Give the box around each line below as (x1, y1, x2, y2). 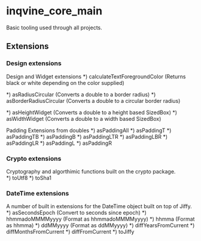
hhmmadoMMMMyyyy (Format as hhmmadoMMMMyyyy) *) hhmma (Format (6, 215, 195, 222)
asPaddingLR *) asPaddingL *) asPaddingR (6, 139, 112, 147)
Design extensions (6, 59, 62, 68)
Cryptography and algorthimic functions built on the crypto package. (6, 167, 176, 175)
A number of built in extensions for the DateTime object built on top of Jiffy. (6, 203, 193, 210)
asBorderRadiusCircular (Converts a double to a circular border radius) (6, 97, 181, 104)
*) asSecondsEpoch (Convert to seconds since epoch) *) (6, 209, 147, 216)
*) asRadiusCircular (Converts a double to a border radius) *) (6, 91, 156, 98)
